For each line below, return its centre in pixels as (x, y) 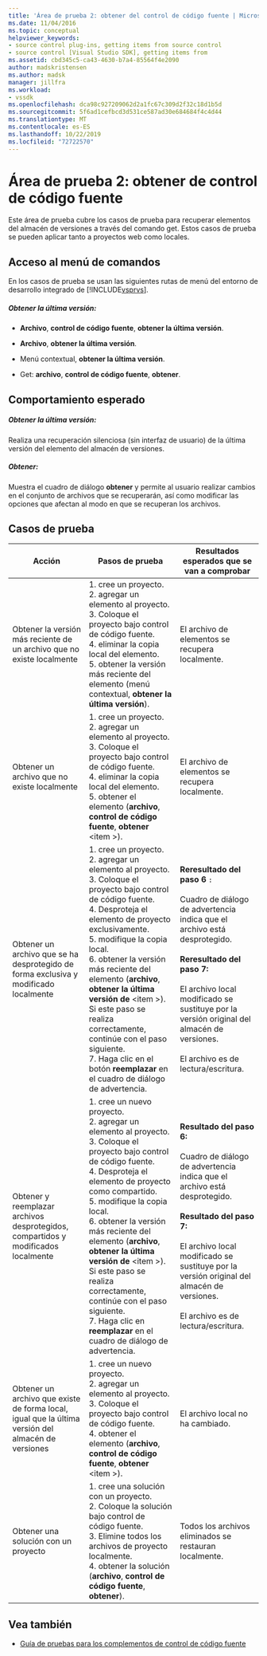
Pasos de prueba (131, 561)
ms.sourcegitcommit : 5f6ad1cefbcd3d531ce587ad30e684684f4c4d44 (115, 112)
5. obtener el (112, 797)
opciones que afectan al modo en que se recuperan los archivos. (114, 504)
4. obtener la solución (129, 1566)
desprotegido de (43, 964)
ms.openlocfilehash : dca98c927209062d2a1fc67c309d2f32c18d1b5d (115, 104)
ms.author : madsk (37, 75)
